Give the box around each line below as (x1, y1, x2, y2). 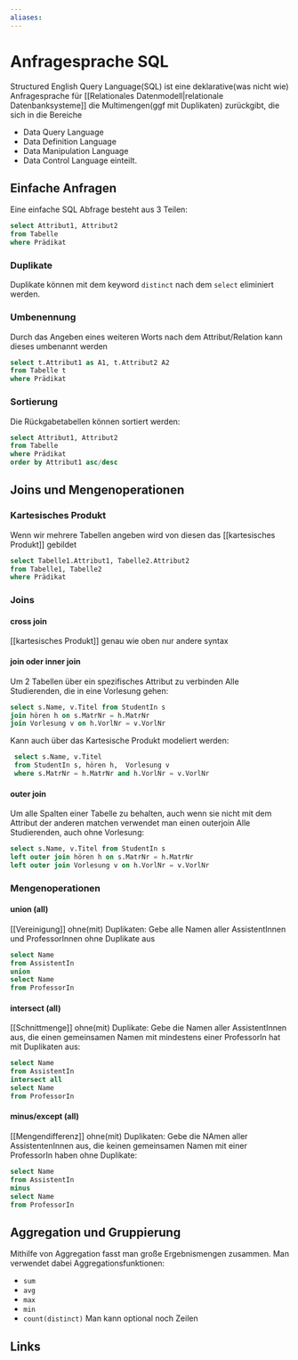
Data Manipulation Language (22, 145, 129, 156)
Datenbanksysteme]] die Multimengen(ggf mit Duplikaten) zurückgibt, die (10, 100, 280, 110)
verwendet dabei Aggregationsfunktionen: (10, 1258, 165, 1269)
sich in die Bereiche (10, 109, 83, 120)
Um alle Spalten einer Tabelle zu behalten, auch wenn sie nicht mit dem (10, 808, 272, 819)
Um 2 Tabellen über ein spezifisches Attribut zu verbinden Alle (10, 676, 239, 687)
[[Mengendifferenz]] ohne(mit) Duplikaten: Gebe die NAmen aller (10, 1131, 248, 1142)
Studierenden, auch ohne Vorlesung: (10, 827, 145, 838)
